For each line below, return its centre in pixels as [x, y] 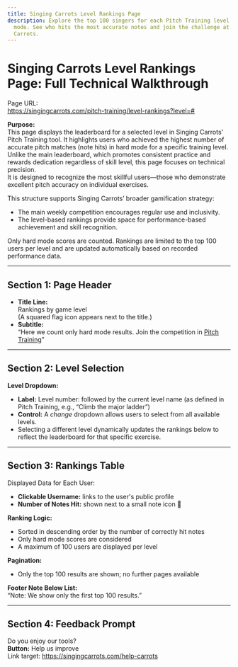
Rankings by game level [52, 309]
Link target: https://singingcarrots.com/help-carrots [83, 656]
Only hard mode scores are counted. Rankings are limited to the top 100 [112, 241]
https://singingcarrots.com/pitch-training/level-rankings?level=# [101, 111]
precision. [22, 170]
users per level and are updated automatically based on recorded [103, 249]
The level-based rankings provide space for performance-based [112, 220]
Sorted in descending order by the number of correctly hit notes [111, 531]
